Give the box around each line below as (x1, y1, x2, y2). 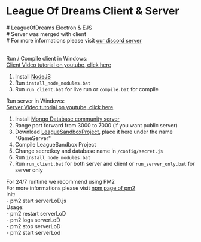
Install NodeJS (14, 73, 51, 80)
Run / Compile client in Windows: (6, 55, 88, 62)
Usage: (6, 203, 24, 211)
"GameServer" (14, 134, 51, 142)
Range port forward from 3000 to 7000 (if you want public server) (14, 121, 178, 129)
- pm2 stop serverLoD (6, 222, 61, 229)
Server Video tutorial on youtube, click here (6, 103, 114, 110)
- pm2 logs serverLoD (6, 216, 61, 223)
